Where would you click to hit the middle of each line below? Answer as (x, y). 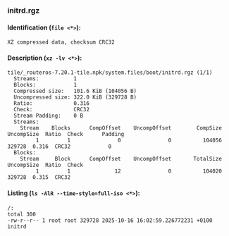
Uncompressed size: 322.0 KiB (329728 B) (75, 97)
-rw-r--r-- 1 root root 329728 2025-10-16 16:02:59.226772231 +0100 (110, 221)
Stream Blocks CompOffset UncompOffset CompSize (121, 128)
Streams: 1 (45, 79)
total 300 (22, 214)
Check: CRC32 (52, 110)
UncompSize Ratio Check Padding (66, 135)
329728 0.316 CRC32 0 (60, 147)
